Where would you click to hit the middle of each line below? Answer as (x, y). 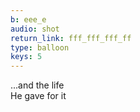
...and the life (37, 85)
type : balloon (40, 47)
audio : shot (35, 29)
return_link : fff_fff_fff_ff (71, 38)
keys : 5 (26, 57)
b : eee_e (28, 19)
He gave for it (38, 96)
